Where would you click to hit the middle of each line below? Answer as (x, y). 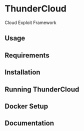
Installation (22, 72)
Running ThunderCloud (42, 89)
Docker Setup (26, 106)
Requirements (27, 55)
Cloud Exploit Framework (31, 22)
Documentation (29, 123)
